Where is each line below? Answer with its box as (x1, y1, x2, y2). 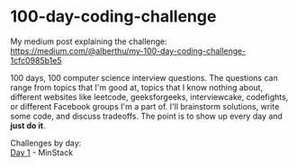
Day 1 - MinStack (10, 146, 74, 158)
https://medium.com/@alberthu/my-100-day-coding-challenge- (10, 45, 247, 56)
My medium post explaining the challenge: (10, 36, 167, 47)
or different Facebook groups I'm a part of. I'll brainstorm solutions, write (10, 101, 280, 111)
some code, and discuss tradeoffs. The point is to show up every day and (10, 110, 283, 121)
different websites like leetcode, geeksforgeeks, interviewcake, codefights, (10, 92, 289, 102)
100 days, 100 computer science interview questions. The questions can (10, 72, 278, 83)
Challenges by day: (10, 137, 82, 148)
